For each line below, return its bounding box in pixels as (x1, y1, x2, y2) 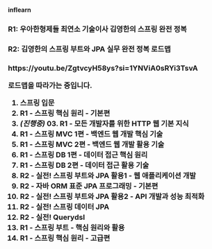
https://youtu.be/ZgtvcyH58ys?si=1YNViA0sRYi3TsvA (8, 63, 198, 73)
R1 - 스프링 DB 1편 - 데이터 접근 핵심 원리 (19, 150, 148, 160)
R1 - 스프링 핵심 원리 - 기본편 (19, 108, 111, 118)
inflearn (8, 6, 31, 14)
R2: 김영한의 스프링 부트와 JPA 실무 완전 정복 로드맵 (8, 44, 171, 54)
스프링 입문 (19, 98, 55, 108)
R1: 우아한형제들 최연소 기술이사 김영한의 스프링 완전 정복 (8, 24, 187, 34)
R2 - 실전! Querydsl (19, 212, 85, 222)
